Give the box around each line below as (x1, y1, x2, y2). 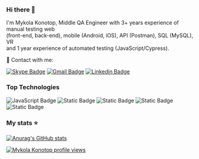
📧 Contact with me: (6, 57, 54, 64)
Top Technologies (6, 83, 60, 92)
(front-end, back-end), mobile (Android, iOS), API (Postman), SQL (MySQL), (6, 32, 194, 39)
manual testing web (6, 25, 55, 33)
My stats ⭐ (6, 119, 38, 127)
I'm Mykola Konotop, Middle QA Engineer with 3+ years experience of (6, 19, 179, 26)
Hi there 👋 (6, 5, 36, 14)
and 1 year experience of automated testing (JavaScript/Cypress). (6, 45, 170, 52)
